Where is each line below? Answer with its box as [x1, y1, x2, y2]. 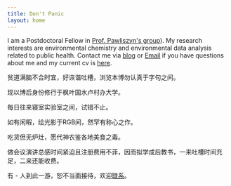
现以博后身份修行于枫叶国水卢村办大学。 [7, 88, 124, 96]
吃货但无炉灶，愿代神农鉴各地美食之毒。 [7, 133, 124, 141]
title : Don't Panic [7, 10, 65, 18]
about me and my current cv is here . [7, 58, 112, 67]
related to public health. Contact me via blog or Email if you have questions [7, 51, 225, 60]
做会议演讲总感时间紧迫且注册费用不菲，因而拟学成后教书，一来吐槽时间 [7, 147, 216, 156]
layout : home [7, 17, 46, 24]
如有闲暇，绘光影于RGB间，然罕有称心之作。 [7, 117, 137, 126]
